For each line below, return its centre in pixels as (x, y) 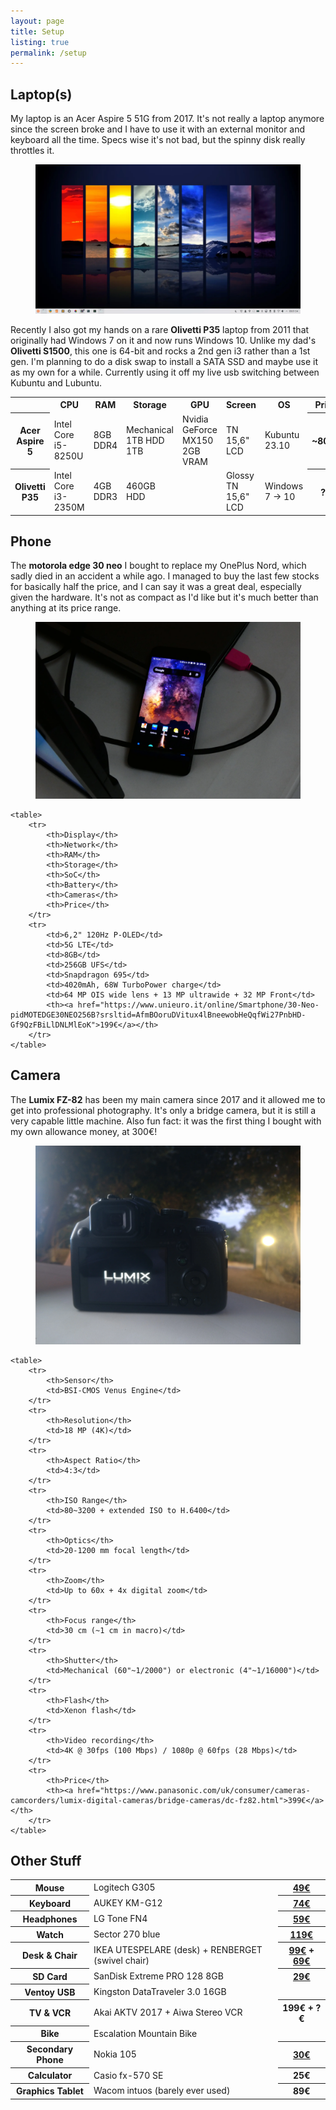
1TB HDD (145, 440)
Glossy (240, 476)
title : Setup (37, 31)
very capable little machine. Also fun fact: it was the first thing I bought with (166, 1121)
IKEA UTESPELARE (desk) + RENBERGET (178, 1950)
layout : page (37, 21)
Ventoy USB (50, 1992)
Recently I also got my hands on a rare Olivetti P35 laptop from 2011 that (160, 329)
